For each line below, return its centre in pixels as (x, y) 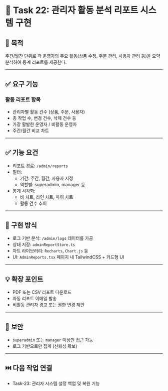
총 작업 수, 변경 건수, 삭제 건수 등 (44, 118)
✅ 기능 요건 (22, 153)
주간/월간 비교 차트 (30, 131)
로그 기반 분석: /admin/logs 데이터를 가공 (53, 238)
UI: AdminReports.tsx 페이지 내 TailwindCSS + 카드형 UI (68, 257)
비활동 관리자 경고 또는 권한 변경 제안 (48, 305)
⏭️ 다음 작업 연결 (29, 368)
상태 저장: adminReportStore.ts (44, 244)
